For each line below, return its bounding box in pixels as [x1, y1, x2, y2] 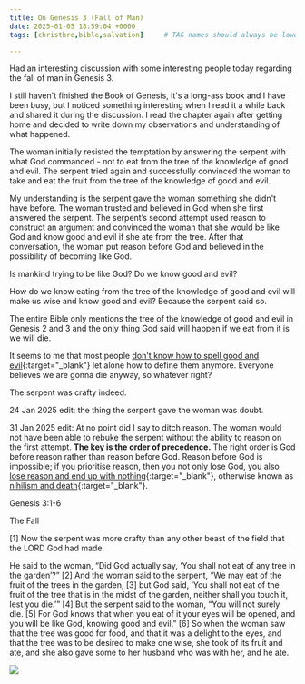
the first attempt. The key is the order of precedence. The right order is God [9, 441, 296, 452]
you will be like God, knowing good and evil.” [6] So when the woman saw [9, 619, 286, 629]
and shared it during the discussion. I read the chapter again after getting [9, 110, 283, 121]
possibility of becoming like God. [9, 251, 133, 262]
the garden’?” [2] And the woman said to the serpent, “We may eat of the [9, 570, 282, 581]
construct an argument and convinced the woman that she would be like [9, 222, 280, 233]
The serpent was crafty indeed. [9, 387, 127, 398]
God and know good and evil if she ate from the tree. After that [9, 232, 244, 243]
